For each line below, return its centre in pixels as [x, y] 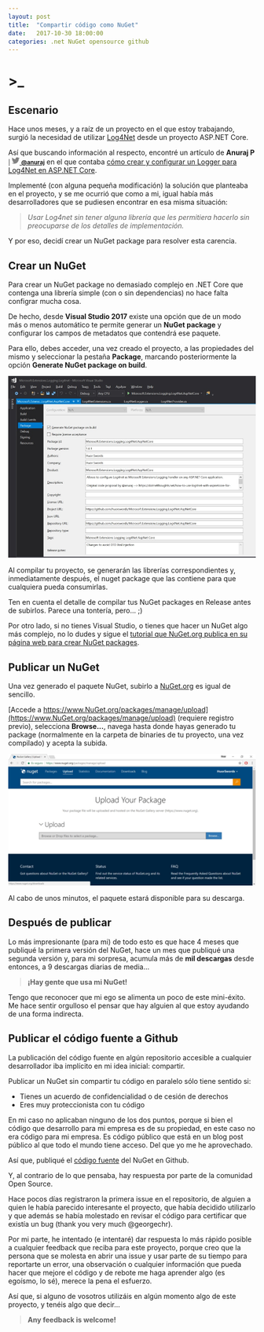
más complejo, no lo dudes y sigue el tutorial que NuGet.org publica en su [128, 634]
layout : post [29, 16]
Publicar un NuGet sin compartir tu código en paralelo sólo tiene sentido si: [130, 1081]
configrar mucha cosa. [45, 302]
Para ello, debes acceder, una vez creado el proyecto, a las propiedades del [131, 349]
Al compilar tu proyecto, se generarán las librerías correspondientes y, [122, 570]
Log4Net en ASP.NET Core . [53, 170]
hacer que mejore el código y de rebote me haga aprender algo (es [117, 1272]
